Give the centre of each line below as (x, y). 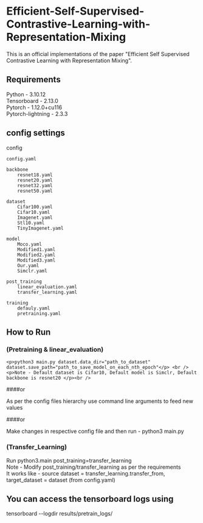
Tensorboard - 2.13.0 (33, 101)
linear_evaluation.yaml (47, 287)
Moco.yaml (30, 244)
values (15, 408)
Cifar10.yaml (34, 212)
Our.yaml (28, 265)
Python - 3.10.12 (26, 94)
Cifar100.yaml (35, 207)
